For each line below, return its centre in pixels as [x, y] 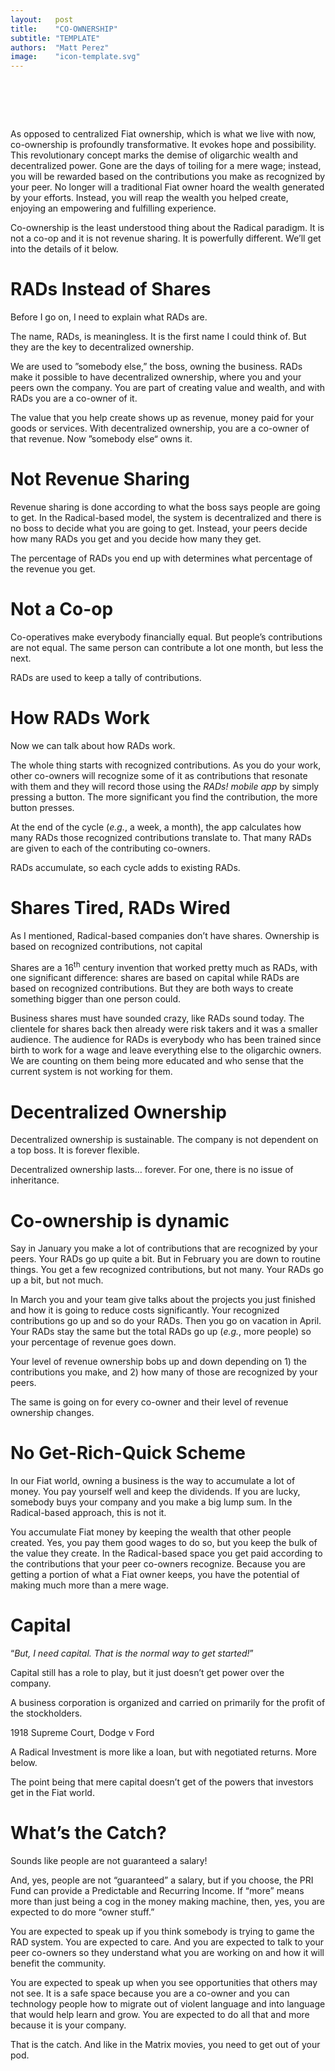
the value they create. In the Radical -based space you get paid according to [166, 1553]
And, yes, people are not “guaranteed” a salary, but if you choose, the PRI [162, 1880]
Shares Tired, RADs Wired [120, 908]
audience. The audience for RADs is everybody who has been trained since [166, 1040]
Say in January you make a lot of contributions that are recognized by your [164, 1248]
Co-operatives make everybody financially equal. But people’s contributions [166, 637]
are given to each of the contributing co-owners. [110, 848]
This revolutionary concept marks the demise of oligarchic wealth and [154, 155]
